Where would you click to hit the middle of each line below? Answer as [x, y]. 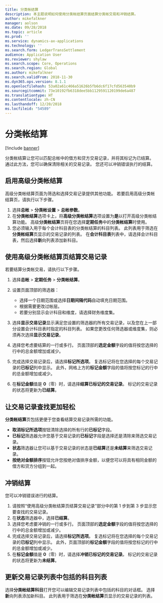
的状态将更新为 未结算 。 [35, 560]
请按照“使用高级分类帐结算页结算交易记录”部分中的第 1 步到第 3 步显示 [82, 506]
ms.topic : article [24, 32]
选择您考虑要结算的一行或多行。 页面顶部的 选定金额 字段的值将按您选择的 [85, 345]
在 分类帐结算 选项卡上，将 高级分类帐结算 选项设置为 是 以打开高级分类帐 [82, 216]
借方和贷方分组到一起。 [35, 466]
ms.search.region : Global [31, 68]
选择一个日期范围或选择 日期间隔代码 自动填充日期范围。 [74, 300]
